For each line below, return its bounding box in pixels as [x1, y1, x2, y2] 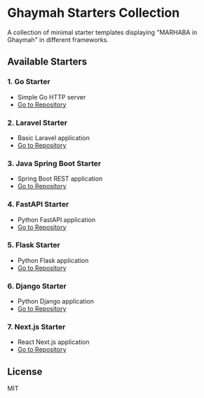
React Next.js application [17, 338, 90, 346]
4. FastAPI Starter [7, 200, 69, 210]
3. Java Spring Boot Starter [7, 158, 102, 168]
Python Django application [17, 297, 95, 306]
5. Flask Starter [7, 240, 61, 250]
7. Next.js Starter [7, 322, 66, 332]
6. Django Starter [7, 281, 67, 291]
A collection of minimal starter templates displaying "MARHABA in [7, 28, 198, 36]
